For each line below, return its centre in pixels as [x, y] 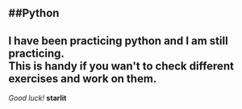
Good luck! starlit [38, 98]
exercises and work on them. [83, 79]
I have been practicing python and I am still [118, 41]
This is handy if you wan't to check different [121, 66]
